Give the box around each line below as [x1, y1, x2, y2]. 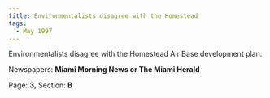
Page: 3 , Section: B [8, 80, 73, 90]
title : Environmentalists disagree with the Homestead [8, 11, 198, 20]
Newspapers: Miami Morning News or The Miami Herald [8, 65, 201, 75]
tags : [8, 19, 27, 28]
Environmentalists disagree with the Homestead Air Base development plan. [8, 49, 263, 59]
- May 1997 [15, 27, 53, 35]
